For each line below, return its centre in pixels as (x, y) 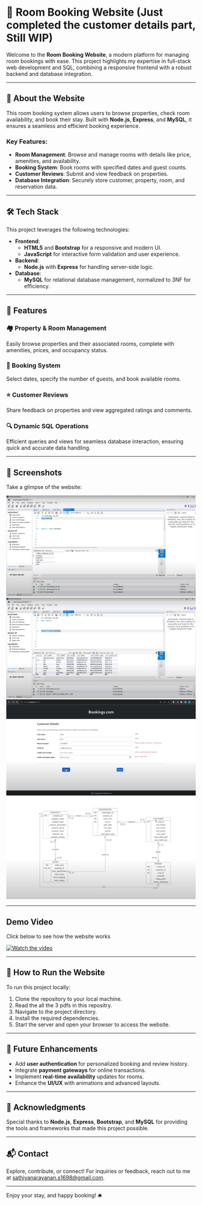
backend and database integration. (50, 74)
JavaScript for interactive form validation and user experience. (102, 254)
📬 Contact (27, 1153)
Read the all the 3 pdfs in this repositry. (63, 1005)
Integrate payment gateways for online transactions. (80, 1070)
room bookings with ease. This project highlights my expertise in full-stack (99, 61)
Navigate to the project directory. (56, 1011)
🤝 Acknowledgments (46, 1107)
